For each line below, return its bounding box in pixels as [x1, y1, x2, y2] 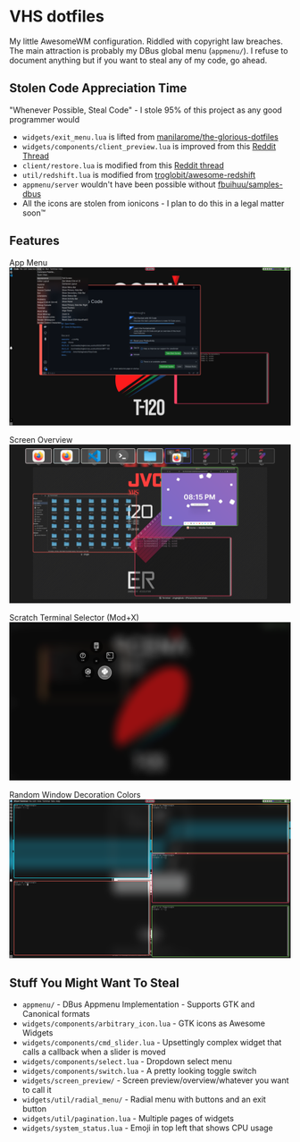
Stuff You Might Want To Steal [9, 975, 180, 990]
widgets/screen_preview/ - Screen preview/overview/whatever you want [21, 1075, 289, 1086]
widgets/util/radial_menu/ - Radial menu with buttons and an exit [21, 1094, 266, 1105]
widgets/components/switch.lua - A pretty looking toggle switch [21, 1066, 257, 1077]
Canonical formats [21, 1009, 91, 1019]
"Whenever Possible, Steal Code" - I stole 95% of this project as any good [9, 105, 283, 115]
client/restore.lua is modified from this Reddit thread [21, 159, 225, 171]
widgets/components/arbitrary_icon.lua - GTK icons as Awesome [21, 1018, 266, 1029]
